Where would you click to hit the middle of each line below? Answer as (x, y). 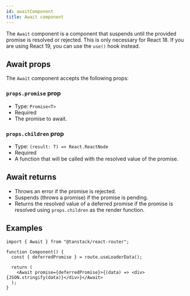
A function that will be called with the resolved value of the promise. (96, 159)
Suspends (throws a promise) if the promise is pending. (81, 197)
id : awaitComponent (30, 11)
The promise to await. (41, 119)
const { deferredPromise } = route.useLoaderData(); (77, 257)
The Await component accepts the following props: (68, 78)
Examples (24, 228)
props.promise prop (34, 93)
